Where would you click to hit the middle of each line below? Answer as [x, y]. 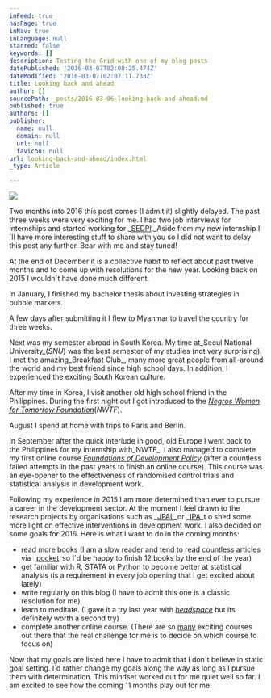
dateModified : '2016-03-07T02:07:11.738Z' [81, 76]
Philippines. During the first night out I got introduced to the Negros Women [135, 402]
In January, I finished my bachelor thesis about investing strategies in [125, 294]
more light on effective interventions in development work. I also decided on [135, 525]
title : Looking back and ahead [62, 83]
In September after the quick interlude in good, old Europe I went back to [130, 441]
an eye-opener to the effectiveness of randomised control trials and [122, 475]
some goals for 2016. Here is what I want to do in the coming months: [125, 534]
